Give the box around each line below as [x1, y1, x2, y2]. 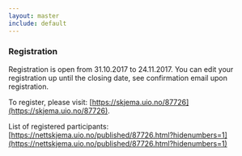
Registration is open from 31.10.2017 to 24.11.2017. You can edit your [8, 64, 234, 74]
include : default [8, 19, 67, 27]
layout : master [8, 11, 60, 20]
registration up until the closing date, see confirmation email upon [8, 73, 228, 82]
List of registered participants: [8, 121, 109, 131]
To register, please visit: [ [8, 97, 93, 107]
